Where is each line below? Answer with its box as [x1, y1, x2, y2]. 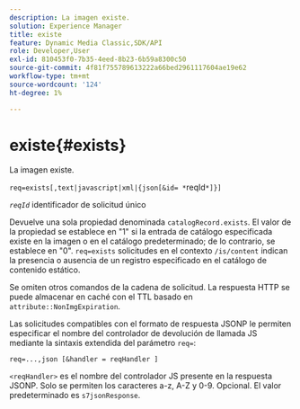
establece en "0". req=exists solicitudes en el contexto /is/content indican [9, 245, 288, 256]
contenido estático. [9, 264, 81, 275]
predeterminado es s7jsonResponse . [9, 390, 141, 401]
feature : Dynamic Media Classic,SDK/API [9, 38, 163, 48]
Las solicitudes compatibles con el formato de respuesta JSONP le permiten [9, 318, 292, 329]
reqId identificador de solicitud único [9, 200, 146, 210]
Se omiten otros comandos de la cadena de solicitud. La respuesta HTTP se [9, 282, 290, 293]
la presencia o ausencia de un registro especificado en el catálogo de [9, 255, 268, 266]
